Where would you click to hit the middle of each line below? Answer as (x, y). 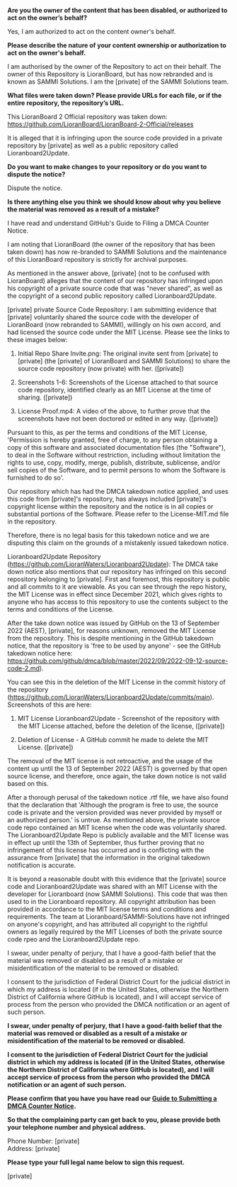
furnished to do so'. (36, 477)
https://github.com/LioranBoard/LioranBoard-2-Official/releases (100, 124)
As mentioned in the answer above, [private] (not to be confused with (109, 273)
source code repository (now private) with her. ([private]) (100, 369)
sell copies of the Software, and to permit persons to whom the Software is (117, 470)
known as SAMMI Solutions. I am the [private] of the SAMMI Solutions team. (118, 82)
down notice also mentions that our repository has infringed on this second (117, 572)
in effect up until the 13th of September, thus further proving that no (106, 843)
